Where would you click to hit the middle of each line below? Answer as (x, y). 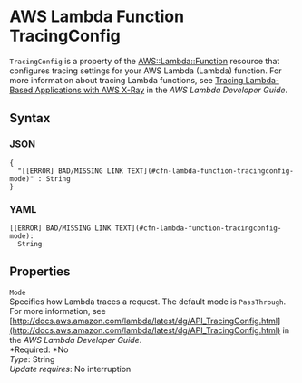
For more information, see (58, 311)
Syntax (30, 118)
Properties (40, 272)
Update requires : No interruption (70, 369)
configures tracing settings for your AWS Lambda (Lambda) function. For (146, 71)
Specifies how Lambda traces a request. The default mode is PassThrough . (148, 302)
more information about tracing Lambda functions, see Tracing (127, 80)
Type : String (32, 359)
